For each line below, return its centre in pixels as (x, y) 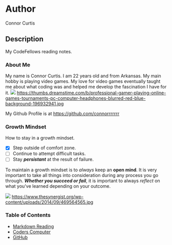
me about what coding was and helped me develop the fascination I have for (86, 87)
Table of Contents (28, 215)
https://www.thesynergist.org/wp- (48, 196)
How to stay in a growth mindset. (40, 138)
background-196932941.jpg (35, 104)
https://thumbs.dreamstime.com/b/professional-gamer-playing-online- (91, 93)
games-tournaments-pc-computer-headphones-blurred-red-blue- (76, 98)
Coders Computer (32, 232)
